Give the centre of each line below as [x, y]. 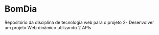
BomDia [21, 9]
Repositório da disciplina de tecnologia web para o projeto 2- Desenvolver [79, 22]
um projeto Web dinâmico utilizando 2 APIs [48, 27]
